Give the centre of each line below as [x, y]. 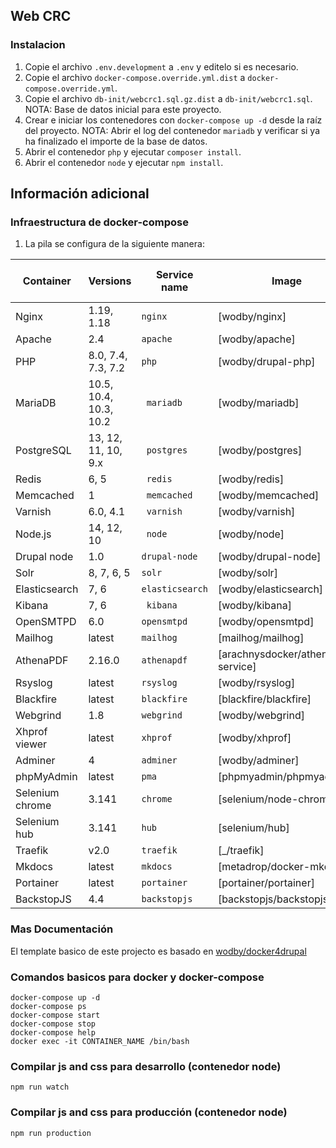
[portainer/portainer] [266, 883]
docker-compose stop [53, 1024]
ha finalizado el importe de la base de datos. [116, 141]
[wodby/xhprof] [254, 738]
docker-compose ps [48, 1006]
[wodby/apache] [256, 339]
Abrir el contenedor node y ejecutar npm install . [124, 162]
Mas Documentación [62, 929]
